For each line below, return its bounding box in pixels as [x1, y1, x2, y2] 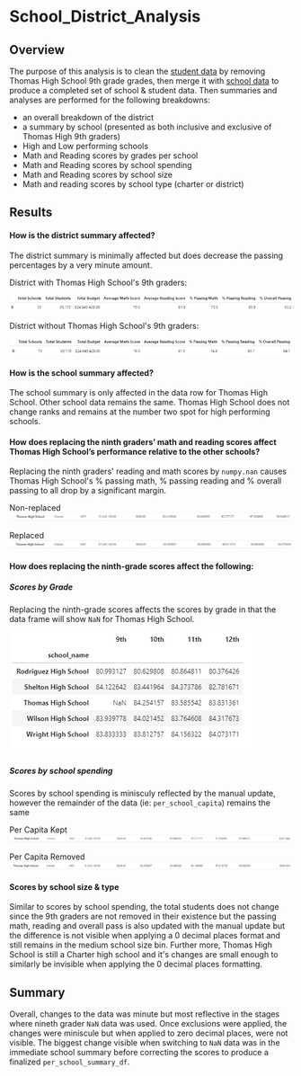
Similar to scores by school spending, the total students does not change [9, 902, 280, 912]
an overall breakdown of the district [22, 112, 155, 122]
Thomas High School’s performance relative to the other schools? [9, 446, 261, 457]
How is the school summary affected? [9, 367, 155, 378]
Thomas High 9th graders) [22, 131, 121, 141]
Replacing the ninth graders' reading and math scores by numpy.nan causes [9, 466, 288, 477]
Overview [9, 42, 66, 58]
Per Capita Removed [9, 851, 85, 862]
